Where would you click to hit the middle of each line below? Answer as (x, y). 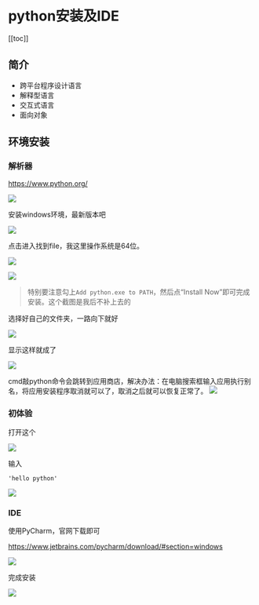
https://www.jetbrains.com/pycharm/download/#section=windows (116, 547)
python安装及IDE (64, 16)
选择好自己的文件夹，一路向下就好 (63, 319)
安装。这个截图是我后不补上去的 (79, 302)
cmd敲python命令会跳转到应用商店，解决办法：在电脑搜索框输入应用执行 (126, 381)
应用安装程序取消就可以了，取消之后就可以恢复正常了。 (118, 391)
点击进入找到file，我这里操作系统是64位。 (76, 246)
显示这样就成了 (32, 350)
